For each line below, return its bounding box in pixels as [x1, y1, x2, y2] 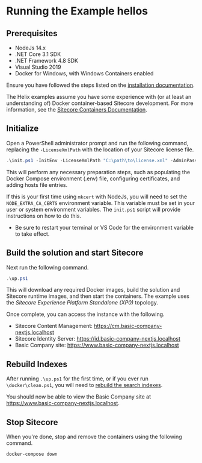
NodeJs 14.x [14, 44, 46, 51]
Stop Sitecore [6, 417, 58, 427]
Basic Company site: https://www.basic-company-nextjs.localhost [14, 342, 179, 349]
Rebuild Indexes [6, 359, 68, 369]
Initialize [6, 124, 39, 134]
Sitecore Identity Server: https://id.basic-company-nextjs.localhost [14, 335, 181, 342]
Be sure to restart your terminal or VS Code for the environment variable [14, 224, 194, 231]
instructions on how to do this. [6, 212, 81, 219]
